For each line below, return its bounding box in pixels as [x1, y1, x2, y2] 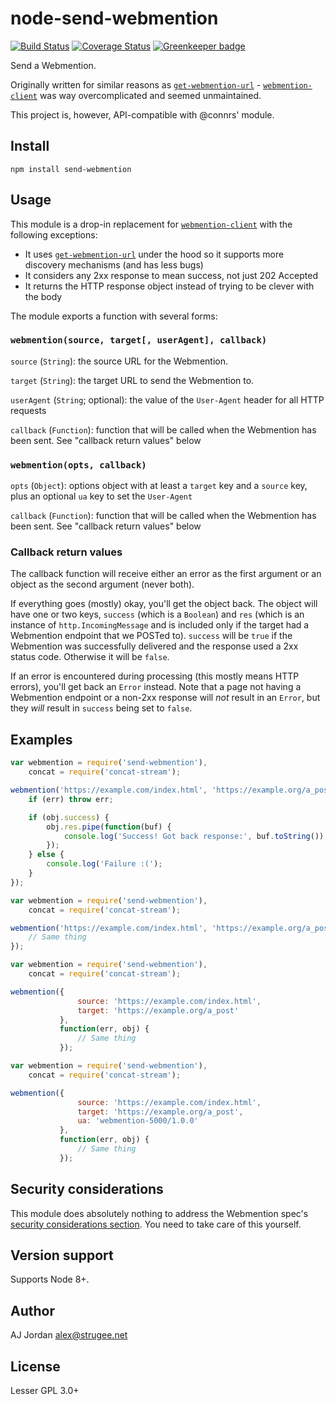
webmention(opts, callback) [10, 459, 147, 471]
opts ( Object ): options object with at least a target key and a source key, [10, 480, 308, 492]
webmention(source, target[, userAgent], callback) [10, 335, 268, 346]
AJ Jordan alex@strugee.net [10, 1329, 128, 1341]
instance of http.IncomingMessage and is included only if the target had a [10, 619, 310, 631]
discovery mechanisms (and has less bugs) [24, 258, 204, 271]
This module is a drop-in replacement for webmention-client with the [10, 218, 293, 230]
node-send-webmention [10, 7, 219, 30]
